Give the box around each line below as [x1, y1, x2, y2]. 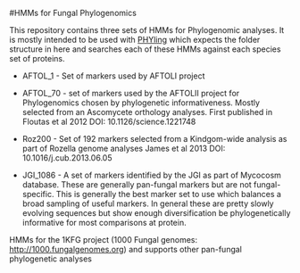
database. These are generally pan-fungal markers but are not [21, 179, 252, 190]
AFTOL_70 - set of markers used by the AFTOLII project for [21, 88, 240, 98]
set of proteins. [9, 54, 65, 63]
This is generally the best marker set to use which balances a [55, 189, 281, 199]
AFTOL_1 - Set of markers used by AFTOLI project [21, 70, 205, 81]
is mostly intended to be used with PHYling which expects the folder [9, 35, 261, 45]
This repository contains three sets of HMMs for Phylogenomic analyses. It [9, 25, 285, 35]
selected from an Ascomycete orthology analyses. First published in [21, 107, 273, 117]
